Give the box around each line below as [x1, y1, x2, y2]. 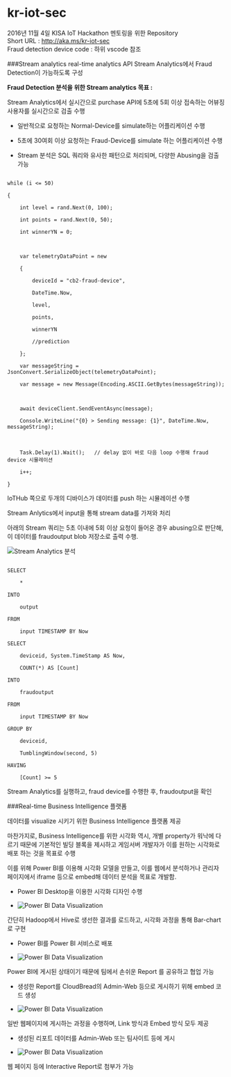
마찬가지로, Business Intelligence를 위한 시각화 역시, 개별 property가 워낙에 [7, 831, 214, 840]
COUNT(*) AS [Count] [19, 664, 79, 671]
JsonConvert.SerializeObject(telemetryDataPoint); [7, 368, 157, 375]
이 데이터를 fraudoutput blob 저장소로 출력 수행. [7, 532, 139, 540]
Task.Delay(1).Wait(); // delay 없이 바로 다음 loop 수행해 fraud [19, 449, 209, 456]
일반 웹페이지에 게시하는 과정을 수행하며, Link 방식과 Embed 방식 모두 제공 [7, 1019, 209, 1028]
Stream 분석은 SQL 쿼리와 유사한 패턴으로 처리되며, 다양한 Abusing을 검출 [17, 151, 220, 159]
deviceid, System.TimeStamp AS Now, [19, 652, 126, 659]
